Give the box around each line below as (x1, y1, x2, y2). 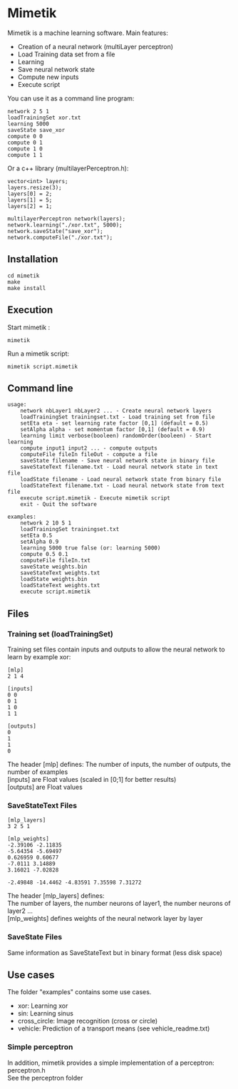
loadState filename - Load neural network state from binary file (20, 476, 222, 483)
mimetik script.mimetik (7, 363, 78, 370)
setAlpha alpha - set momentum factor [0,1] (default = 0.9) (20, 426, 205, 433)
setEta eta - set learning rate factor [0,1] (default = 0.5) (20, 420, 209, 427)
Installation (7, 253, 58, 265)
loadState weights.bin (20, 576, 88, 583)
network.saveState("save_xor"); (7, 227, 103, 234)
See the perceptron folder (7, 1073, 83, 1082)
